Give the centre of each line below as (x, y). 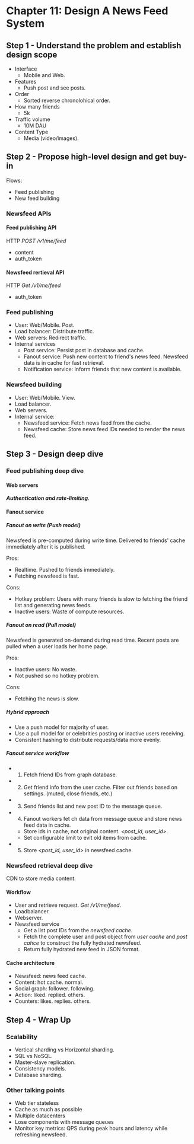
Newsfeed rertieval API (35, 272)
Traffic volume (32, 119)
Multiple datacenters (40, 1116)
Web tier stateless (37, 1103)
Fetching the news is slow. (47, 699)
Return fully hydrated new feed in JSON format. (82, 949)
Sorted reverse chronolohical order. (67, 100)
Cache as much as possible (48, 1110)
